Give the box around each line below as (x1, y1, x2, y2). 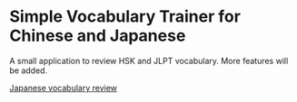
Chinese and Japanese (9, 25, 186, 46)
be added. (9, 65, 48, 76)
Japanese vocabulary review (9, 82, 118, 93)
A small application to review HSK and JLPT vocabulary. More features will (9, 55, 289, 66)
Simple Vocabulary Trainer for (9, 6, 241, 27)
